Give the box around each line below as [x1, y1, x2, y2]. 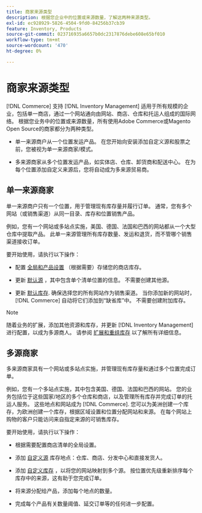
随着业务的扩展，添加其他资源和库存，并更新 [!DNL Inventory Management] [6, 321, 194, 328]
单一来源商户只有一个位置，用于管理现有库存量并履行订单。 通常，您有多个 [6, 202, 192, 209]
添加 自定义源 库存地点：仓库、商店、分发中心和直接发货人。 [14, 454, 166, 462]
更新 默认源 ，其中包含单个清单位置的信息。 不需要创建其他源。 [14, 276, 173, 284]
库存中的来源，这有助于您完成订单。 [14, 474, 105, 482]
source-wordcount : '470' [6, 43, 69, 49]
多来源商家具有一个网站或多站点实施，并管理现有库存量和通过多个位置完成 [6, 365, 191, 372]
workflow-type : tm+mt [6, 37, 61, 43]
